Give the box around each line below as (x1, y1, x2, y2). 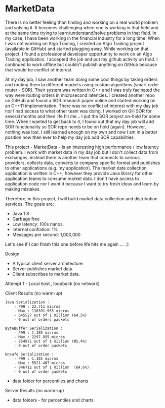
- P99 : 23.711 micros (14, 304, 61, 309)
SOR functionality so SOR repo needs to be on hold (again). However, (5, 123, 146, 129)
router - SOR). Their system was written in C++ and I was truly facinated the (5, 87, 160, 93)
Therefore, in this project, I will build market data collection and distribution (5, 195, 158, 201)
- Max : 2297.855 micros (14, 334, 65, 340)
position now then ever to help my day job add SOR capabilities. (5, 134, 135, 140)
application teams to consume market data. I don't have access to (5, 175, 139, 181)
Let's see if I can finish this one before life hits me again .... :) (5, 241, 129, 247)
